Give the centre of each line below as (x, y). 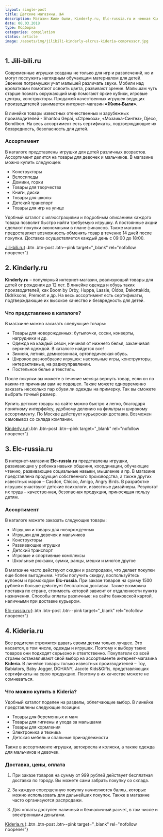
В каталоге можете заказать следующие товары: (56, 520)
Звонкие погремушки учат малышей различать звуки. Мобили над (74, 83)
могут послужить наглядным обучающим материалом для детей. (73, 78)
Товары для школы (32, 197)
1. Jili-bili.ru (23, 61)
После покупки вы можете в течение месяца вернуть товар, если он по (80, 378)
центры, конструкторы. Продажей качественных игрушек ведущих (75, 98)
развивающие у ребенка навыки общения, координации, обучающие (77, 466)
